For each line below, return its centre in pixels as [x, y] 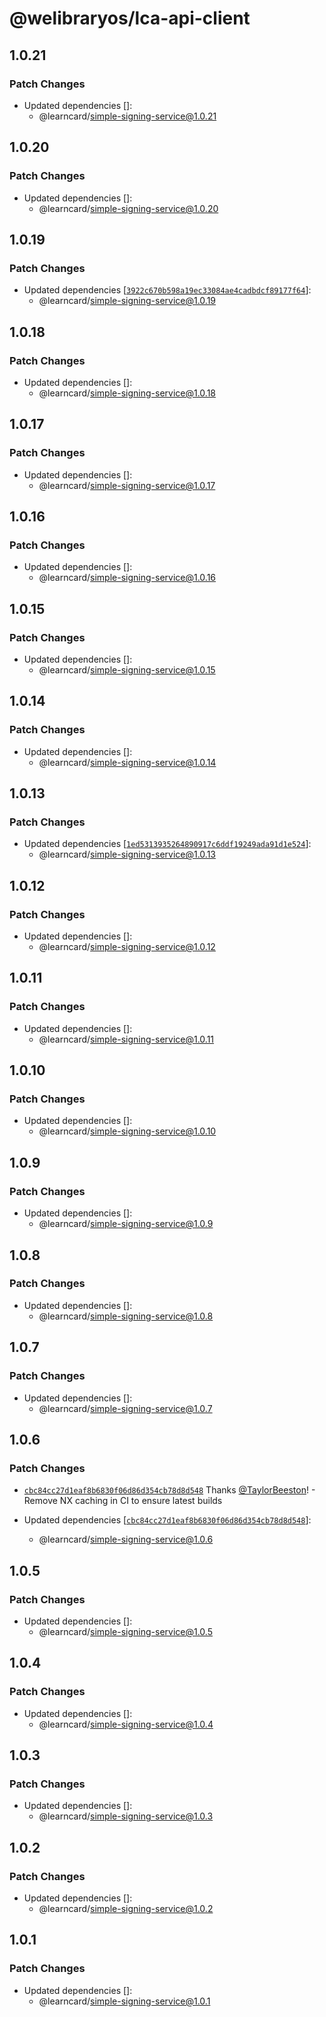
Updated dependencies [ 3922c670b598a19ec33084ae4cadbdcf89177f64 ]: [167, 290]
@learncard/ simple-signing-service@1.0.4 [126, 1724]
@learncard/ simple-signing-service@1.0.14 [127, 762]
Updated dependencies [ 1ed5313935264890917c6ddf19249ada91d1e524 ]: [167, 844]
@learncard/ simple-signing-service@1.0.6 [126, 1539]
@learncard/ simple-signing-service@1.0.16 [127, 578]
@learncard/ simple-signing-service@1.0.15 [127, 670]
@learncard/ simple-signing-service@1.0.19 [127, 301]
